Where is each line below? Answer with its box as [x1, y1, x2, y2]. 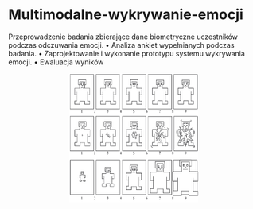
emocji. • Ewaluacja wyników [8, 57, 104, 67]
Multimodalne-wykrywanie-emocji [8, 6, 244, 24]
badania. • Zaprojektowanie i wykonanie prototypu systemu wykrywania [8, 48, 245, 58]
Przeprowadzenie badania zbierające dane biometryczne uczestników [8, 32, 239, 41]
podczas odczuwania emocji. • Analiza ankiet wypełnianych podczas [8, 40, 235, 49]
